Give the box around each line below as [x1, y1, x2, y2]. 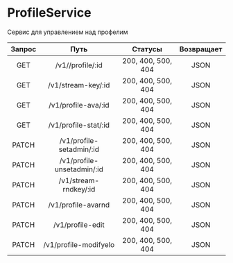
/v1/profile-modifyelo [43, 239, 115, 249]
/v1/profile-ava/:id [48, 100, 110, 110]
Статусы [132, 44, 163, 53]
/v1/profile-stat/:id [48, 120, 110, 130]
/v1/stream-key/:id [48, 80, 110, 90]
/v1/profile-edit [53, 220, 105, 230]
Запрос [10, 44, 37, 53]
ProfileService [7, 5, 92, 21]
